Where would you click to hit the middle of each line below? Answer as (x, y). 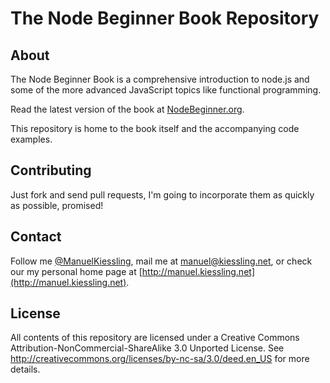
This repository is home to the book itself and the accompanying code (155, 128)
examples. (31, 139)
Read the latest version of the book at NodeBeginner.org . (127, 109)
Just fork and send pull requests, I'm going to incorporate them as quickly (162, 194)
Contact (36, 237)
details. (25, 369)
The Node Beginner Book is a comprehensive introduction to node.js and (160, 79)
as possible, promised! (57, 205)
